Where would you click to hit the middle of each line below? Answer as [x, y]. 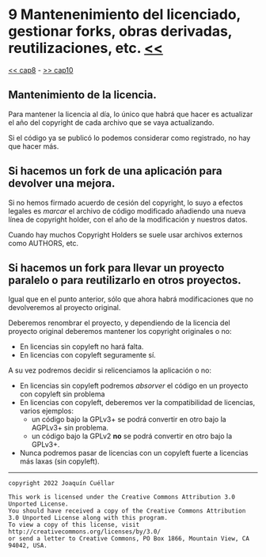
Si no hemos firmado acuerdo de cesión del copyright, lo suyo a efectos [126, 203]
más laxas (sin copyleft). [60, 461]
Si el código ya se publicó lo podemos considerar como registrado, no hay [129, 138]
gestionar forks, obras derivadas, [120, 31]
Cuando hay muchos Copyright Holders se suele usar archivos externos [125, 234]
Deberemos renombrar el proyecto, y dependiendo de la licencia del [120, 323]
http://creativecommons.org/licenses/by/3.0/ [84, 532]
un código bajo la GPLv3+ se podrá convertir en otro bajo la [129, 419]
